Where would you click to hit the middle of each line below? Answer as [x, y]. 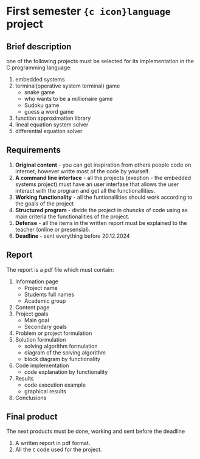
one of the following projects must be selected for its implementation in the [100, 61]
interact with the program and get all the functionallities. [85, 190]
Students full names [49, 294]
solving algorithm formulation [61, 346]
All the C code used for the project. [58, 450]
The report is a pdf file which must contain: [60, 269]
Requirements [33, 150]
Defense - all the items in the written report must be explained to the [101, 223]
